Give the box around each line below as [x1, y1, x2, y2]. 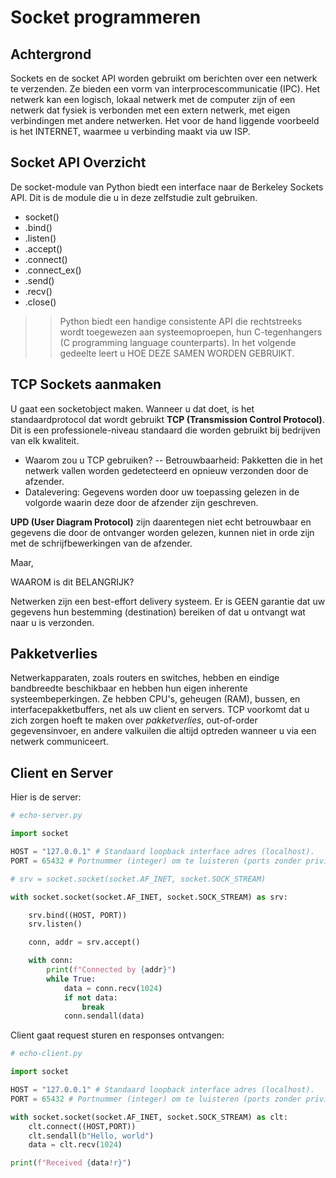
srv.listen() [28, 919, 83, 930]
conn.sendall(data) [63, 1011, 145, 1021]
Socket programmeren [10, 6, 202, 29]
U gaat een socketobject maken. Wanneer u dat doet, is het [10, 402, 255, 415]
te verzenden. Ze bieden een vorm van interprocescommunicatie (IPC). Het [10, 83, 321, 95]
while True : [46, 974, 97, 984]
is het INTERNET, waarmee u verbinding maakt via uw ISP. [10, 126, 251, 137]
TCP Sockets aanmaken [10, 376, 162, 393]
